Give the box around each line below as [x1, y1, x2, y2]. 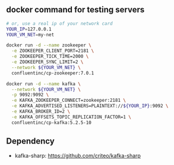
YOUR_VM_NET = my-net [6, 32, 55, 38]
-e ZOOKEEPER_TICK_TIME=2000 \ [11, 54, 89, 60]
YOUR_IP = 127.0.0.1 [6, 26, 52, 32]
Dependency [6, 136, 55, 147]
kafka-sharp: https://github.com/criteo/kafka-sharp [14, 152, 141, 159]
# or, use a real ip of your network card [6, 20, 113, 26]
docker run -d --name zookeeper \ [6, 42, 92, 48]
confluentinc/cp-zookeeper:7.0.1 [11, 70, 94, 76]
